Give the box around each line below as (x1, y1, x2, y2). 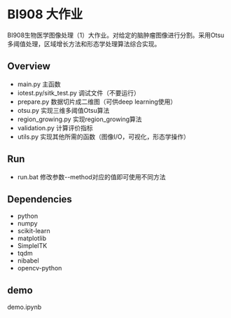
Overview (7, 60, 51, 72)
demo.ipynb (7, 303, 42, 312)
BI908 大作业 (7, 6, 83, 22)
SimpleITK (17, 242, 48, 250)
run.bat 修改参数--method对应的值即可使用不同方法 (17, 172, 166, 181)
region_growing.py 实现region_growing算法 (17, 115, 142, 123)
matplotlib (17, 234, 47, 242)
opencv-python (17, 264, 62, 272)
